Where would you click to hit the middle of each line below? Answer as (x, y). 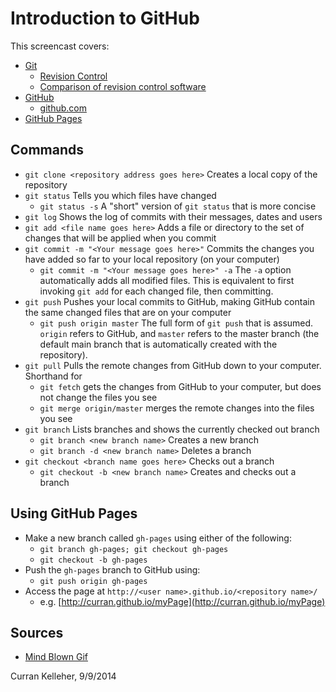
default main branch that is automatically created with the (158, 344)
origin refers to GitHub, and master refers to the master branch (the (179, 333)
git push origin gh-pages (93, 581)
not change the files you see (98, 397)
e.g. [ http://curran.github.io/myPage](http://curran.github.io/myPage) (182, 601)
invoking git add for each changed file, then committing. (156, 291)
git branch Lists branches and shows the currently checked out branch (172, 429)
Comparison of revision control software (123, 86)
